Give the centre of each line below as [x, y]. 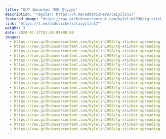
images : [13, 37]
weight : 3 [15, 28]
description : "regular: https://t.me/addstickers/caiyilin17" [70, 14]
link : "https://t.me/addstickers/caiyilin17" [53, 23]
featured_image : [22, 19]
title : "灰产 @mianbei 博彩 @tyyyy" [41, 10]
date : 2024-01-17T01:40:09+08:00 [40, 33]
